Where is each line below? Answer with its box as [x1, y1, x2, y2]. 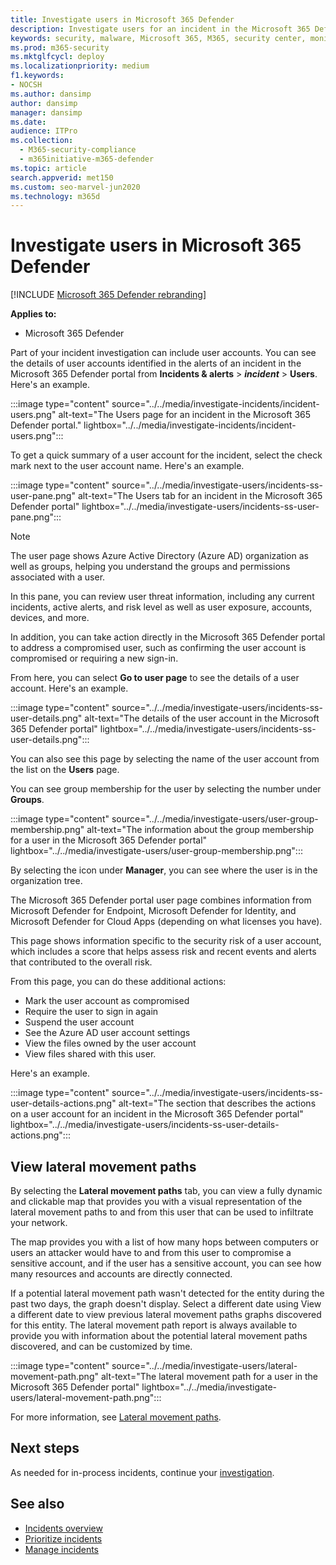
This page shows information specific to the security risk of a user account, [10, 935, 322, 947]
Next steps [10, 1440, 80, 1457]
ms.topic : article [10, 163, 87, 173]
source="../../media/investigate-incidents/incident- [111, 398, 320, 410]
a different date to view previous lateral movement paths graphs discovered [10, 1309, 322, 1320]
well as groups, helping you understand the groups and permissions [10, 561, 291, 573]
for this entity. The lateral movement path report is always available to [10, 1319, 298, 1331]
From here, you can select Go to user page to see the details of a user [10, 672, 300, 684]
